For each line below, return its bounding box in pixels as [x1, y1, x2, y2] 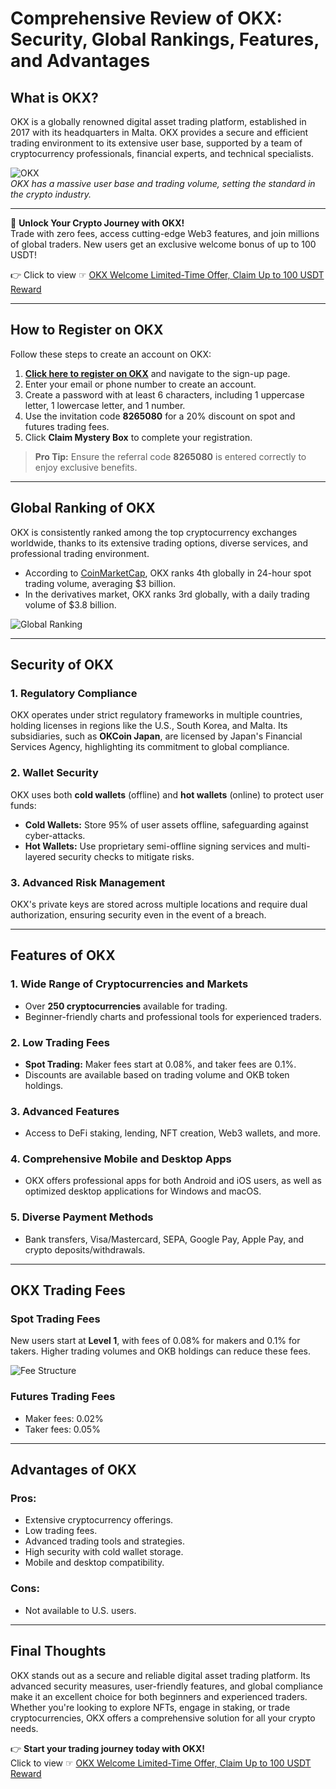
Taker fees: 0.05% [24, 1423, 101, 1435]
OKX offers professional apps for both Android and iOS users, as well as [24, 1175, 322, 1187]
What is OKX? [10, 89, 99, 106]
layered [24, 850, 57, 862]
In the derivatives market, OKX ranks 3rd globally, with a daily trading [24, 588, 310, 600]
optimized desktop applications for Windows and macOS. [24, 1185, 262, 1197]
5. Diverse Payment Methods [10, 1210, 154, 1224]
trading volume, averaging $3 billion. [24, 577, 177, 589]
